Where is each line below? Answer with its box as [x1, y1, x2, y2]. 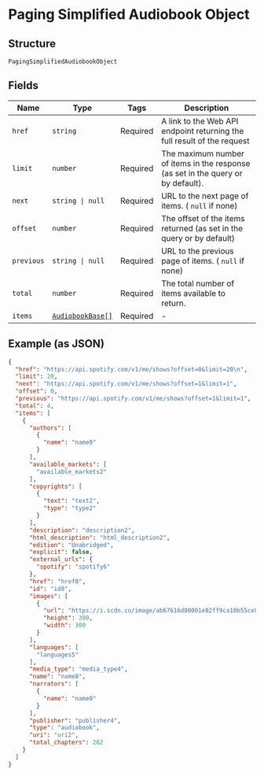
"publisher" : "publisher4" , [28, 716, 122, 725]
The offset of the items [160, 212, 245, 224]
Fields [8, 79, 39, 92]
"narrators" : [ [28, 680, 79, 688]
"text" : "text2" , [42, 497, 101, 505]
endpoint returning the [160, 125, 244, 136]
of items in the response [160, 157, 251, 168]
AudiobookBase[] [52, 311, 113, 320]
